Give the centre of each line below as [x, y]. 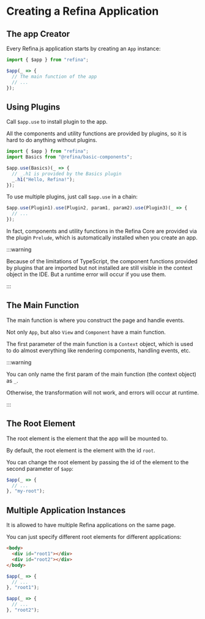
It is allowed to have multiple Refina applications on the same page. [91, 525]
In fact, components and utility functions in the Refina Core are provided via [102, 231]
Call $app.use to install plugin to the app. [57, 122]
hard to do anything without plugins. [52, 140]
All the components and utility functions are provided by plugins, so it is [97, 133]
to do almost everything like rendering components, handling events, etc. [99, 350]
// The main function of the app [54, 77]
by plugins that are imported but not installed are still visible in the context [99, 268]
